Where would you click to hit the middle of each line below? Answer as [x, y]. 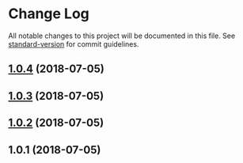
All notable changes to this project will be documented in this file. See [122, 36]
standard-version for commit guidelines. [74, 44]
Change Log [49, 14]
